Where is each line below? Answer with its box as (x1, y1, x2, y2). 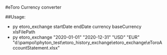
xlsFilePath (12, 29, 36, 34)
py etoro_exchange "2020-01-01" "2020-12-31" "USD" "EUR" (12, 34, 140, 40)
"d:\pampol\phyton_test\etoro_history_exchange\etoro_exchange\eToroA (12, 39, 162, 45)
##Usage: (5, 14, 26, 19)
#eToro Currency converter (5, 4, 62, 10)
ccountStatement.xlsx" (12, 45, 60, 50)
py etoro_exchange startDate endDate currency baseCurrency (12, 23, 142, 29)
